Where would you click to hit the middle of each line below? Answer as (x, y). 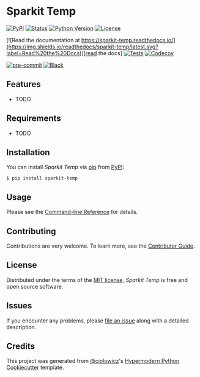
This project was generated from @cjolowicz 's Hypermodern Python (93, 361)
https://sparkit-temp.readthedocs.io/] (128, 40)
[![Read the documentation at (43, 40)
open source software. (35, 286)
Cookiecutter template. (35, 367)
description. (21, 327)
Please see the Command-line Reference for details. (72, 212)
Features (24, 84)
